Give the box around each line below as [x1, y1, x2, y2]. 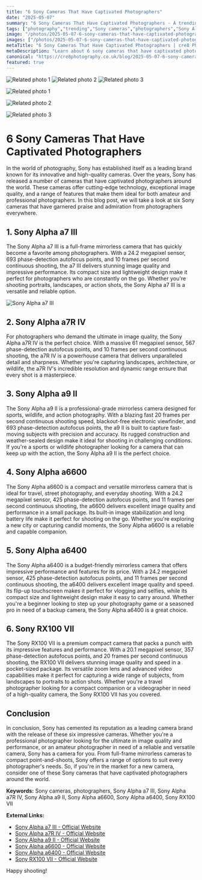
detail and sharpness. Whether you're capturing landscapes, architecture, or [6, 359, 195, 366]
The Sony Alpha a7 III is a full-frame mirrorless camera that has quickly [6, 243, 182, 250]
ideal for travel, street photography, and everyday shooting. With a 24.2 [6, 489, 183, 497]
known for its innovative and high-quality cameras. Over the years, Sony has [6, 171, 196, 178]
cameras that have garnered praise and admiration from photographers [6, 203, 183, 210]
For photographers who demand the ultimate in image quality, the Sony [6, 333, 182, 341]
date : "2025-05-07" [6, 14, 55, 20]
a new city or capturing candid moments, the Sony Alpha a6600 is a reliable [6, 521, 194, 529]
